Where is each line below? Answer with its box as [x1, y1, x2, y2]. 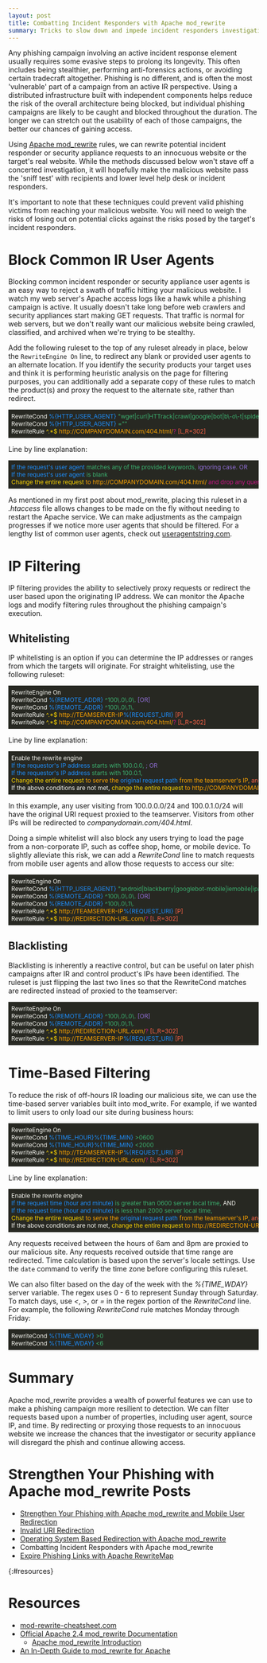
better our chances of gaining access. [8, 124, 133, 134]
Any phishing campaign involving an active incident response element [8, 49, 238, 58]
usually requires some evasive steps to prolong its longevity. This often [8, 56, 241, 66]
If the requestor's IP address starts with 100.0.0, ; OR [11, 761, 158, 770]
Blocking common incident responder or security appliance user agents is [8, 277, 250, 286]
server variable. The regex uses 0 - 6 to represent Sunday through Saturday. [8, 1287, 259, 1297]
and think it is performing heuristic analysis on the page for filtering [8, 368, 229, 378]
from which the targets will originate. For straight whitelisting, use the [8, 661, 235, 671]
